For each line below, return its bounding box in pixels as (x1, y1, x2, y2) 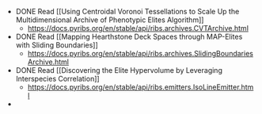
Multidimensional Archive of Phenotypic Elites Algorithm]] (15, 15, 204, 25)
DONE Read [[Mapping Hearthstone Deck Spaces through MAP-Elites (15, 32, 243, 41)
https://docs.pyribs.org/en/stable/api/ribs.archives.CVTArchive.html (27, 24, 249, 32)
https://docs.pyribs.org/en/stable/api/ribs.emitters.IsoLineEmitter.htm (27, 82, 254, 92)
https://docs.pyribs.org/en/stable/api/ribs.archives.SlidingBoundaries (27, 49, 253, 58)
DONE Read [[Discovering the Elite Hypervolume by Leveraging (15, 66, 223, 74)
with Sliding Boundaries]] (15, 40, 99, 50)
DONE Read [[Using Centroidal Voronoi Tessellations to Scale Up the (15, 7, 240, 16)
